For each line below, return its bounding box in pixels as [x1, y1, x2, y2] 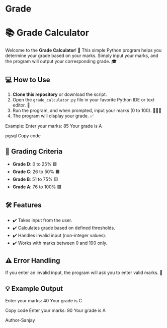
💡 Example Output [5, 284, 63, 293]
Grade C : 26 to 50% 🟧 [12, 169, 60, 175]
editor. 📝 [12, 102, 30, 108]
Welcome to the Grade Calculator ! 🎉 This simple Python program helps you [5, 47, 162, 53]
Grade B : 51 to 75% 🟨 [12, 176, 59, 182]
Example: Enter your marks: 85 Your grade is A [5, 123, 102, 129]
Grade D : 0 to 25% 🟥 [12, 161, 57, 167]
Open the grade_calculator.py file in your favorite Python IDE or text [12, 96, 155, 102]
